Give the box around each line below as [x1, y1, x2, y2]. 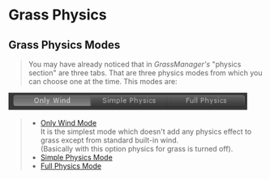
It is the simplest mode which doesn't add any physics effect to [40, 127, 252, 136]
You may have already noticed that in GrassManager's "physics [28, 59, 242, 69]
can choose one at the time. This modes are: [28, 77, 178, 86]
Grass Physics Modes [8, 38, 121, 52]
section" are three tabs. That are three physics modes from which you [28, 68, 263, 78]
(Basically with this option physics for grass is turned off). [40, 144, 234, 153]
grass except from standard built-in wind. [40, 135, 179, 145]
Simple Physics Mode [40, 152, 114, 162]
